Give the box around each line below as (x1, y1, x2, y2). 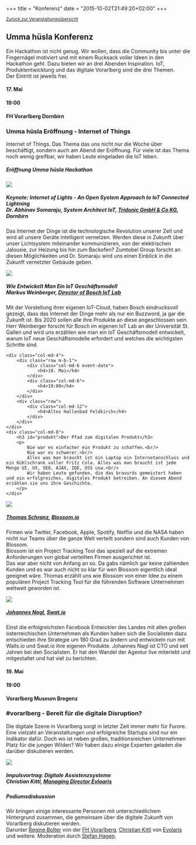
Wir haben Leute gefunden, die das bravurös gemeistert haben (27, 470, 182, 476)
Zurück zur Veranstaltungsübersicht (6, 16, 78, 22)
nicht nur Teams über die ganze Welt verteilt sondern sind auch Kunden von (6, 534, 190, 542)
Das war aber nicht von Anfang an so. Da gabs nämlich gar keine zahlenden (6, 560, 189, 567)
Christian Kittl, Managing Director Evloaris (6, 778, 112, 785)
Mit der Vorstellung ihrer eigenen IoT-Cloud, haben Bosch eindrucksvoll (6, 303, 178, 311)
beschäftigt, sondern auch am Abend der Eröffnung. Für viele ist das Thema (6, 146, 189, 154)
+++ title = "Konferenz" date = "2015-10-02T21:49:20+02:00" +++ (6, 5, 167, 12)
